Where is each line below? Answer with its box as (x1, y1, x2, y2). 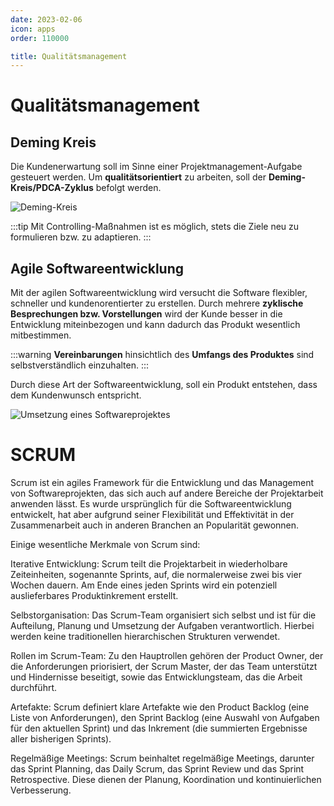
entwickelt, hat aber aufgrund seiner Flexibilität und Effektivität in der (10, 509, 295, 520)
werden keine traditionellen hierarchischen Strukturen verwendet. (10, 631, 281, 642)
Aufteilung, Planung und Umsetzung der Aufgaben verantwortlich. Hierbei (10, 620, 315, 631)
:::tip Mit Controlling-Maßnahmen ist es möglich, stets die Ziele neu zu (10, 221, 300, 233)
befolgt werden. (95, 182, 162, 194)
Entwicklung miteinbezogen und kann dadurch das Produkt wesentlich (10, 319, 301, 331)
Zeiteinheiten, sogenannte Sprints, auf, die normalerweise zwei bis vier (10, 569, 302, 580)
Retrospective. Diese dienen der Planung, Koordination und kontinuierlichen (10, 774, 322, 785)
